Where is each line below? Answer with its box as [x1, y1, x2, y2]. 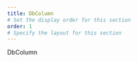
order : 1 [7, 23, 32, 30]
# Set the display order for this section [7, 17, 131, 23]
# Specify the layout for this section [7, 29, 122, 37]
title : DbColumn [7, 10, 54, 17]
